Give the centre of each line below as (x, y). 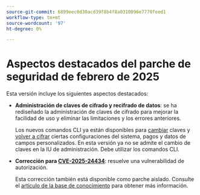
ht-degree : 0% (24, 29)
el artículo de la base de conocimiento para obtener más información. (102, 186)
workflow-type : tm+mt (34, 18)
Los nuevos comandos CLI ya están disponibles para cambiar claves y (102, 130)
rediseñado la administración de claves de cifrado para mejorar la (97, 112)
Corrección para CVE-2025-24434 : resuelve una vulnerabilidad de (99, 161)
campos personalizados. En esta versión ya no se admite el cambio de (103, 143)
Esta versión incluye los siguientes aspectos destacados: (77, 94)
